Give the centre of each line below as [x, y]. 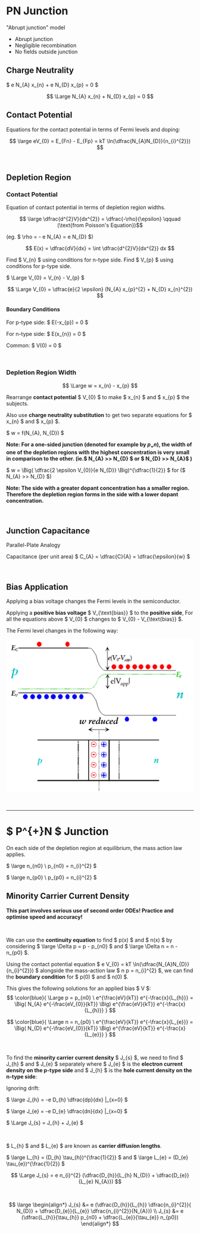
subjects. [17, 403]
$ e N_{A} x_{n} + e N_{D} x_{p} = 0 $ [52, 85]
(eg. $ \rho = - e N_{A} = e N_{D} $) [50, 237]
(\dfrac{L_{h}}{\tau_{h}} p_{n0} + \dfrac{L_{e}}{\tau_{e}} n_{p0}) [100, 1217]
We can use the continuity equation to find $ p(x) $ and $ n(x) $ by [89, 940]
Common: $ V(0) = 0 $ [34, 345]
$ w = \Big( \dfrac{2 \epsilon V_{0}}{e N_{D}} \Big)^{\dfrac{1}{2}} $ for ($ [96, 470]
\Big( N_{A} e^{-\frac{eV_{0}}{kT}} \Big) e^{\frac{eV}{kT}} [85, 1004]
